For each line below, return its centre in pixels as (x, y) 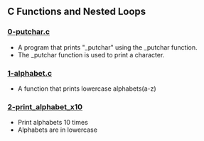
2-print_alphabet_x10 (45, 107)
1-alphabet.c (29, 73)
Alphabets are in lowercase (58, 130)
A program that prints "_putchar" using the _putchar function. (107, 47)
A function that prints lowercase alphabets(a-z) (87, 89)
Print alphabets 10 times (53, 123)
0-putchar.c (29, 32)
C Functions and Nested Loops (77, 12)
